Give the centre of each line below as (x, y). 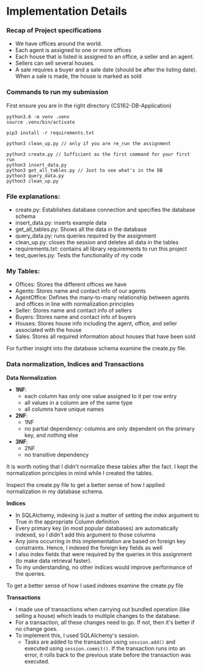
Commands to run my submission (58, 92)
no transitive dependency (56, 454)
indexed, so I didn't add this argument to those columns (85, 535)
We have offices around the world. (59, 43)
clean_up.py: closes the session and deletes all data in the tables (97, 243)
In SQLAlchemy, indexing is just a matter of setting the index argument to (107, 515)
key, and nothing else (51, 435)
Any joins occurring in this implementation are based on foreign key (100, 541)
